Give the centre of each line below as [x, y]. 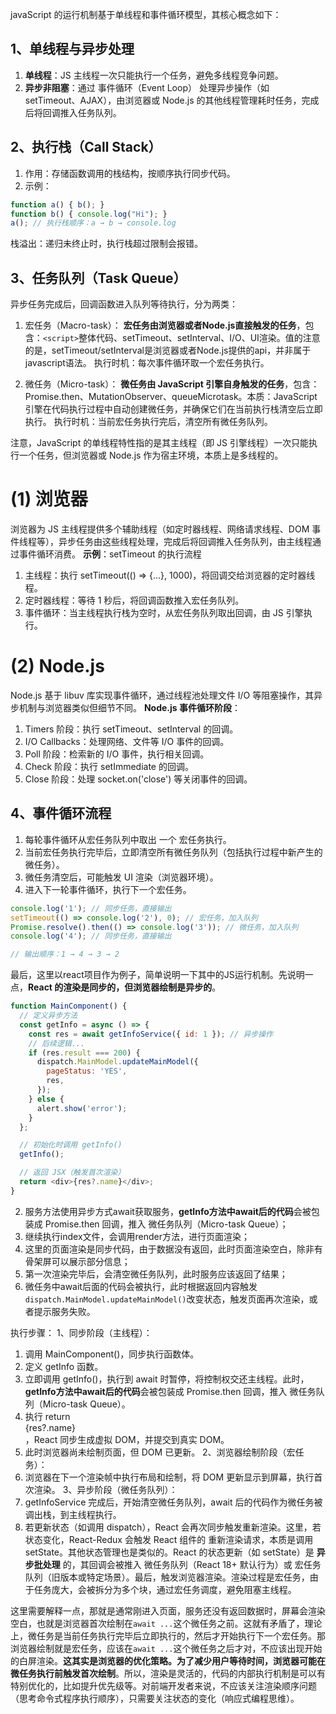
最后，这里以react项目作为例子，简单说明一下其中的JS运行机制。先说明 [157, 975]
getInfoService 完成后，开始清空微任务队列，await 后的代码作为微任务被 [173, 1502]
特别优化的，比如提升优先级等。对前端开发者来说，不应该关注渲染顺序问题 [163, 1685]
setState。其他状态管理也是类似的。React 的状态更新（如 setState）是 [169, 1552]
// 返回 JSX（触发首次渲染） [72, 1173]
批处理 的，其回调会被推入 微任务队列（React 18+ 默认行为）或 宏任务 [177, 1564]
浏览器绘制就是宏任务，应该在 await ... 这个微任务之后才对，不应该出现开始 [166, 1648]
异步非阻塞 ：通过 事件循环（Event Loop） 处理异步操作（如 [147, 87]
